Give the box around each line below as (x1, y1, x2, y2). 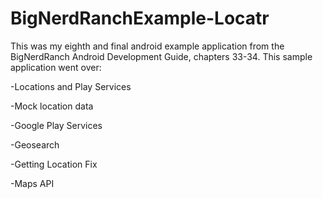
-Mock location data (10, 100, 94, 112)
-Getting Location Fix (10, 158, 98, 170)
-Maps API (10, 177, 55, 189)
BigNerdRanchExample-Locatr (10, 7, 270, 30)
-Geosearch (10, 138, 60, 151)
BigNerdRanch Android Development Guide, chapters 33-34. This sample (10, 50, 313, 62)
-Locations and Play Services (10, 80, 132, 92)
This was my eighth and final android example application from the (10, 40, 285, 52)
